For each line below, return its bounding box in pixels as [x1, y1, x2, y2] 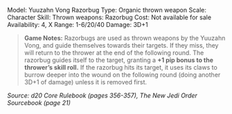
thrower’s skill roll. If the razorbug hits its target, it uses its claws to [24, 64, 218, 71]
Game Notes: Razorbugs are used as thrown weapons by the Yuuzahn [24, 34, 226, 42]
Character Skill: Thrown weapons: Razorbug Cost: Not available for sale [7, 13, 212, 21]
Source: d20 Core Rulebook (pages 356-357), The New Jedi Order [7, 91, 197, 99]
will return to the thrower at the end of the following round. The [24, 48, 204, 57]
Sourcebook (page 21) [7, 99, 71, 106]
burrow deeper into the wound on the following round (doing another [24, 70, 221, 79]
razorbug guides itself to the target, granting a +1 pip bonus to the [24, 56, 213, 64]
